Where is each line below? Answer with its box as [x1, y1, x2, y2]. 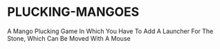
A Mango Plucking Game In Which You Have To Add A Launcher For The [7, 27, 214, 35]
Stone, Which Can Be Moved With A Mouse [7, 34, 131, 42]
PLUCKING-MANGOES [7, 4, 140, 20]
